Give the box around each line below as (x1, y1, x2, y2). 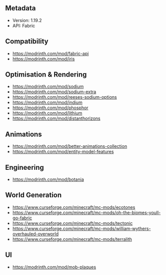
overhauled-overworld (12, 230, 59, 237)
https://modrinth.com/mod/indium (12, 100, 82, 106)
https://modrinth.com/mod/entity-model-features (12, 149, 114, 155)
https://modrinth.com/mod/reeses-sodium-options (12, 94, 117, 100)
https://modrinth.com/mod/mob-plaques (12, 264, 96, 270)
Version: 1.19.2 (12, 17, 42, 23)
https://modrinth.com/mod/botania (12, 176, 84, 182)
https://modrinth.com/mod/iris (12, 56, 75, 62)
